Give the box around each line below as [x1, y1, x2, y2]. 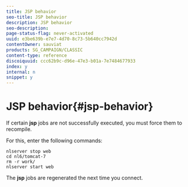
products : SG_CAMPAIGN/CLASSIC [6, 47, 83, 53]
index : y [6, 63, 28, 70]
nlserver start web [6, 164, 54, 170]
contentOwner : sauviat [6, 42, 62, 48]
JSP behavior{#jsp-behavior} [6, 100, 153, 113]
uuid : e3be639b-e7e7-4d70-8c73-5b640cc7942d [6, 36, 117, 42]
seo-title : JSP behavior [6, 14, 67, 20]
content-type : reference [6, 53, 67, 58]
